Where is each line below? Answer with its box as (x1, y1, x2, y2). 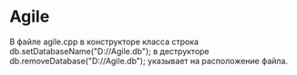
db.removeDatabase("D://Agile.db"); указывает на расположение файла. (9, 55, 289, 66)
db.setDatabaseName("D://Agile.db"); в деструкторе (9, 45, 210, 56)
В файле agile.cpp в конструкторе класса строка (9, 36, 199, 47)
